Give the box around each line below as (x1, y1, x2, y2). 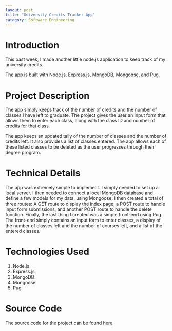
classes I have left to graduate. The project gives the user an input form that (5, 112, 166, 118)
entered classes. (5, 228, 41, 234)
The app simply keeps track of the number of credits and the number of (5, 106, 157, 113)
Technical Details (5, 168, 81, 179)
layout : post (5, 7, 33, 13)
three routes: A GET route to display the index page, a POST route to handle (5, 201, 165, 207)
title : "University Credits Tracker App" (5, 12, 95, 17)
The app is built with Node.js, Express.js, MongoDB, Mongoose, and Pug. (5, 71, 160, 78)
